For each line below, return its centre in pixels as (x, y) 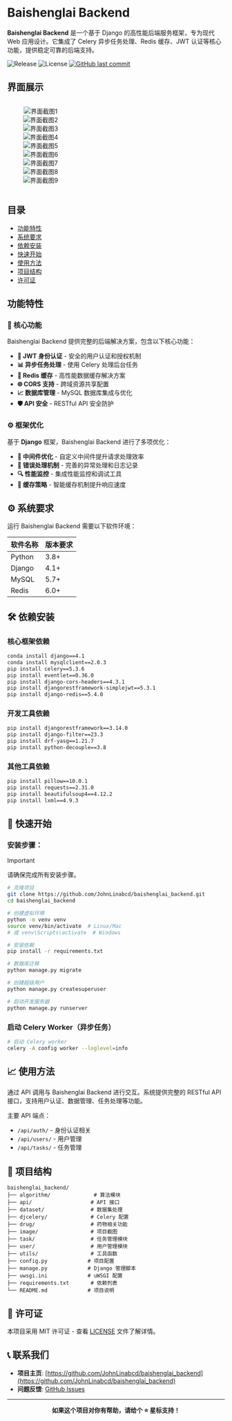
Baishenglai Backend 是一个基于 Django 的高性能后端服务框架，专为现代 (111, 32)
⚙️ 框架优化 (25, 425)
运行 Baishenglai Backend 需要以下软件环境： (72, 526)
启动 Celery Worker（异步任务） (61, 1027)
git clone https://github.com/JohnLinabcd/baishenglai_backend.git (106, 895)
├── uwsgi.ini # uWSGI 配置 (65, 1276)
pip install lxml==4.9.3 (43, 800)
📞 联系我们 (28, 1355)
